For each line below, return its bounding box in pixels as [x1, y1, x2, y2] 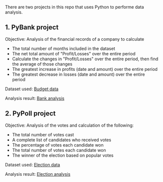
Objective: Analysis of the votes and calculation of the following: [5, 122, 134, 128]
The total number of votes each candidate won [12, 147, 106, 153]
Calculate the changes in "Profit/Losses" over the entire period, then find [12, 56, 159, 62]
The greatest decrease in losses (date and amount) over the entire [12, 71, 145, 77]
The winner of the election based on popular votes [12, 152, 114, 158]
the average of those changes [12, 61, 72, 67]
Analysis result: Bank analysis [5, 95, 65, 101]
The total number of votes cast [12, 132, 74, 137]
